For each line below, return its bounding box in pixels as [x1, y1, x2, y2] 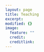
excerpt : [5, 16, 23, 21]
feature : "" [9, 30, 35, 35]
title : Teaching [5, 12, 39, 17]
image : [5, 26, 19, 31]
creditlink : [9, 40, 35, 45]
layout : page [5, 7, 32, 12]
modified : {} [5, 21, 32, 26]
